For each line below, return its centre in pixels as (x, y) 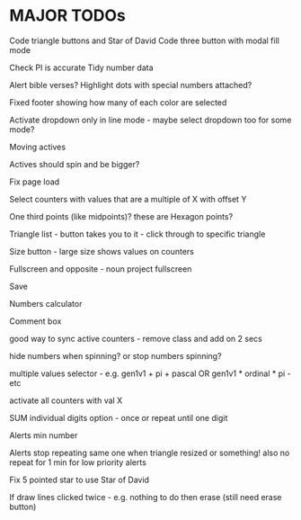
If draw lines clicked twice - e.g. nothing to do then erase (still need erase (146, 497)
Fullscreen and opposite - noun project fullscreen (101, 269)
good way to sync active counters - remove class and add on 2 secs (136, 338)
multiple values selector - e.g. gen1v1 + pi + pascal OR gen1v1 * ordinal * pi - (150, 373)
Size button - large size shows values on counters (102, 251)
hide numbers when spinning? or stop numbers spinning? (115, 355)
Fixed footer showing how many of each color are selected (118, 102)
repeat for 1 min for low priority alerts (78, 462)
